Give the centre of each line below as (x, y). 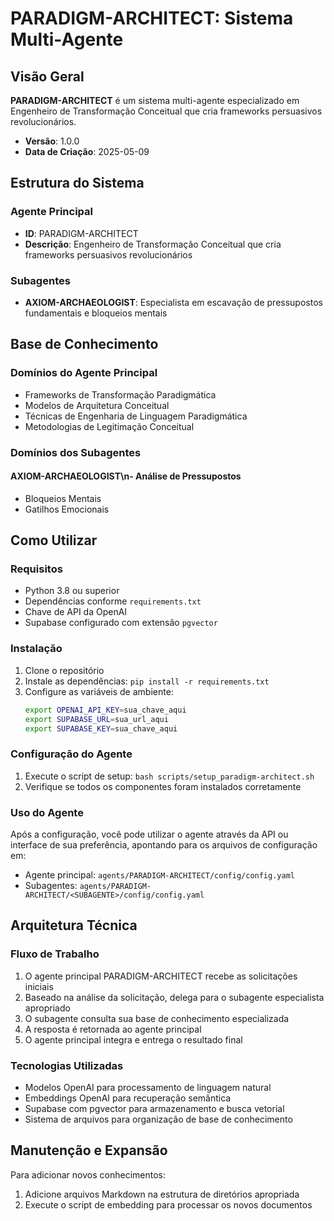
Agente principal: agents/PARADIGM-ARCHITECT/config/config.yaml (159, 875)
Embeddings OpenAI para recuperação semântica (128, 1098)
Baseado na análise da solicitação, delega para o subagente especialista (174, 997)
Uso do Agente (47, 812)
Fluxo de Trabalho (55, 954)
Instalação (36, 649)
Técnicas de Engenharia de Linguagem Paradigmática (136, 416)
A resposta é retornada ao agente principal (113, 1029)
